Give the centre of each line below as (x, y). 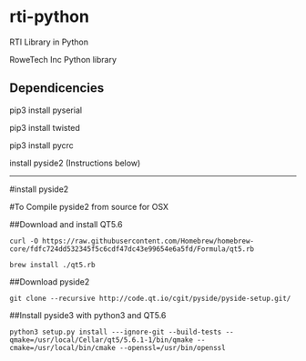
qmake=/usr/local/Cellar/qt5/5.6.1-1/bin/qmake (102, 340)
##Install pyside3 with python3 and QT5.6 (88, 315)
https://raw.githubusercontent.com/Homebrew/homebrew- (148, 241)
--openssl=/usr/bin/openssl (173, 347)
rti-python (49, 17)
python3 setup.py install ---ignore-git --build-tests (116, 332)
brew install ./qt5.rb (52, 265)
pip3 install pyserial (46, 110)
